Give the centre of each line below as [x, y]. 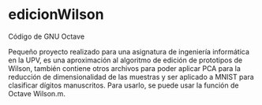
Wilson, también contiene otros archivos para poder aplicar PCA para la [124, 68]
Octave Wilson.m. [37, 93]
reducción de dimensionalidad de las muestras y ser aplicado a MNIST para [131, 77]
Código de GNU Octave [47, 36]
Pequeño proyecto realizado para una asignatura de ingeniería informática [129, 51]
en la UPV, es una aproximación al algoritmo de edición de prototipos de [125, 60]
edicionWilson [56, 15]
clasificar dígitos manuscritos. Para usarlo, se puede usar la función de [124, 85]
